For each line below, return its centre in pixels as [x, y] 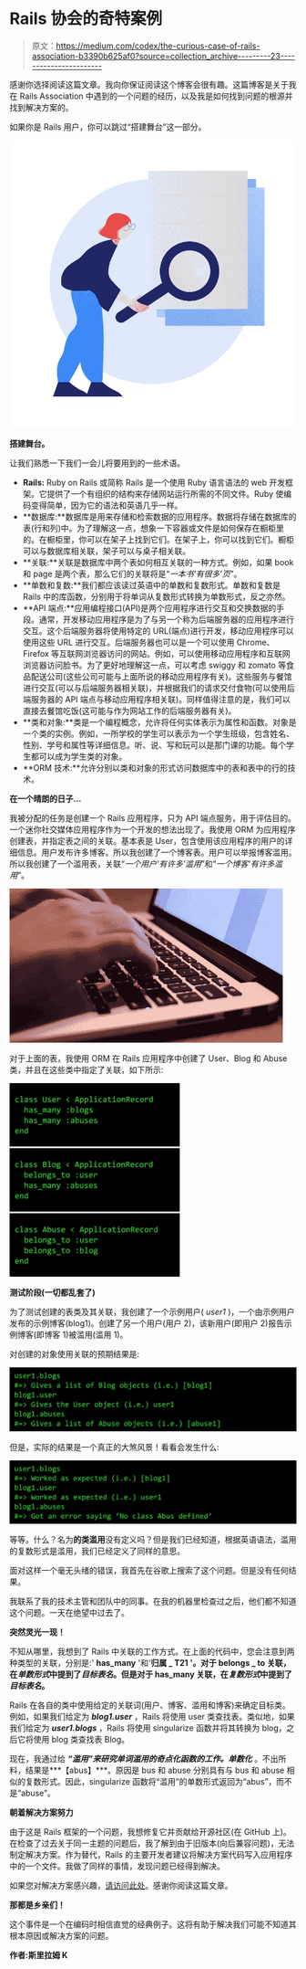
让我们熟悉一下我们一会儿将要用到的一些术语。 [97, 463]
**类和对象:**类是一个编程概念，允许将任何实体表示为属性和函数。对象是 [159, 721]
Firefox [36, 653]
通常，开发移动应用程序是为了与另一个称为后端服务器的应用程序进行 [166, 619]
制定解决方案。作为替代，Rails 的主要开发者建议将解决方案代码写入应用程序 [151, 1855]
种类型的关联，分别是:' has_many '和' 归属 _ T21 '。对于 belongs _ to [138, 1663]
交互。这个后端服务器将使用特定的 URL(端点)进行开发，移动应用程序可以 [158, 630]
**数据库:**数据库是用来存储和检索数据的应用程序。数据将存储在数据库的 [159, 516]
